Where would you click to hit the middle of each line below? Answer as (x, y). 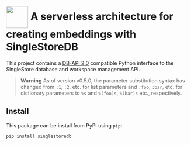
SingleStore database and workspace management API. (73, 69)
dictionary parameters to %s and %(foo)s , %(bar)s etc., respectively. (101, 93)
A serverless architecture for (102, 16)
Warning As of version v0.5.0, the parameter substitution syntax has (103, 80)
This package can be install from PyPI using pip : (64, 125)
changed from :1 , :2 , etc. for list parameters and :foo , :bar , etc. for (101, 87)
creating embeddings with (71, 34)
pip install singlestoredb (39, 136)
